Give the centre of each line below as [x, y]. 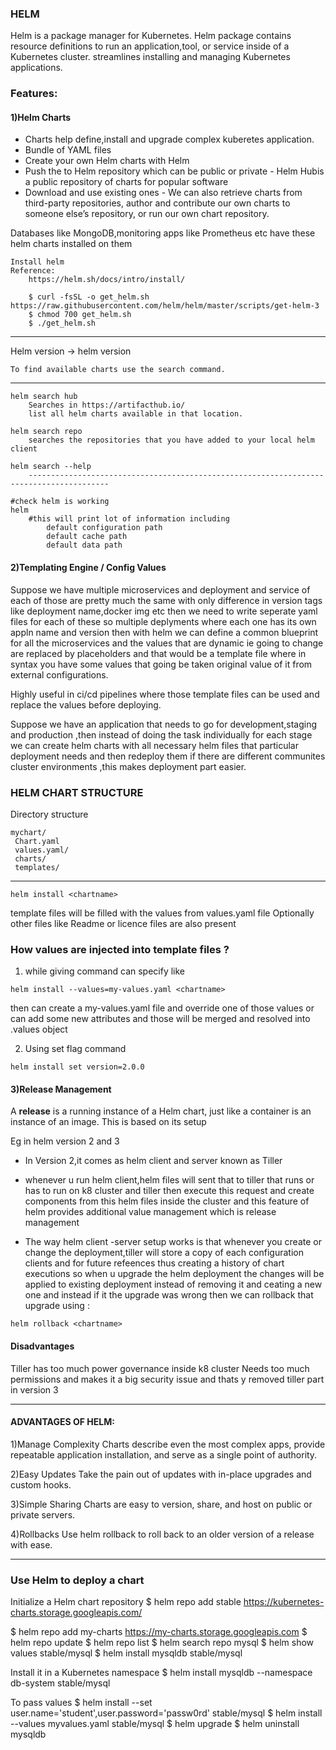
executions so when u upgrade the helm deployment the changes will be [174, 1274]
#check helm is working [60, 502]
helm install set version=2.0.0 [77, 1067]
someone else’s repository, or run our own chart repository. [147, 214]
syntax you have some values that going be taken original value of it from [161, 664]
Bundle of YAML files [68, 150]
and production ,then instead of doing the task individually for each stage [161, 734]
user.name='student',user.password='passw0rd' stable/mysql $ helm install [166, 1713]
